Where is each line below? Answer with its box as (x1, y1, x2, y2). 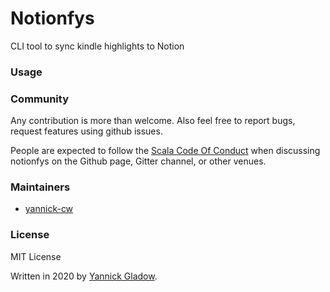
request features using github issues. (10, 125, 163, 137)
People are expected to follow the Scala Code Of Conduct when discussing (10, 145, 321, 157)
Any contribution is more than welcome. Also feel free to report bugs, (10, 115, 296, 127)
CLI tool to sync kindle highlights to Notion (10, 40, 185, 52)
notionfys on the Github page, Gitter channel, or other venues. (10, 155, 267, 167)
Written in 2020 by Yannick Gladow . (10, 270, 158, 282)
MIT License (10, 250, 62, 262)
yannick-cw (24, 203, 74, 215)
